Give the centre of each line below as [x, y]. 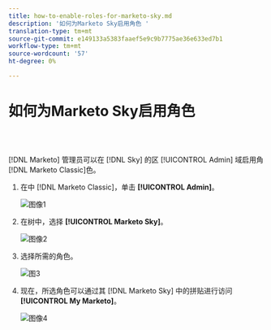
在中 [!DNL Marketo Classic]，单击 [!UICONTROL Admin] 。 [119, 187]
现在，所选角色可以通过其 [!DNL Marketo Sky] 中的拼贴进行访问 [126, 290]
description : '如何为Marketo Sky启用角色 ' [79, 24]
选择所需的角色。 [49, 256]
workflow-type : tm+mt [45, 46]
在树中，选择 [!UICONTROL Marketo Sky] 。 [94, 221]
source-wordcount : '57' [49, 54]
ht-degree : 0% [32, 62]
